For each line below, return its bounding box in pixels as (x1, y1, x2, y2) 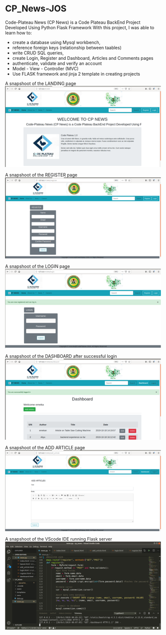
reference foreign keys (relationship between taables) (12, 44, 122, 50)
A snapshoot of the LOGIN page (5, 263, 70, 269)
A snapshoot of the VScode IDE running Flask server (5, 536, 112, 542)
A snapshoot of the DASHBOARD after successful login (5, 353, 117, 359)
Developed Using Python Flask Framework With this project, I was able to (5, 24, 155, 30)
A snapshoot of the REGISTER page (5, 171, 78, 178)
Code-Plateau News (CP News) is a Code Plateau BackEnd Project (5, 19, 141, 25)
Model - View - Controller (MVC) (12, 65, 79, 72)
